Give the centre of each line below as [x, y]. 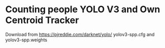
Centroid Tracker [42, 20]
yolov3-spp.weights [26, 40]
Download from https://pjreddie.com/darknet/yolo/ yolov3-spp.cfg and [80, 34]
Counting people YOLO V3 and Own [83, 9]
